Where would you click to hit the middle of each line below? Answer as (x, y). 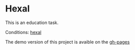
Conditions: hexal (23, 32)
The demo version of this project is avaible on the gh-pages (67, 42)
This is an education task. (32, 22)
